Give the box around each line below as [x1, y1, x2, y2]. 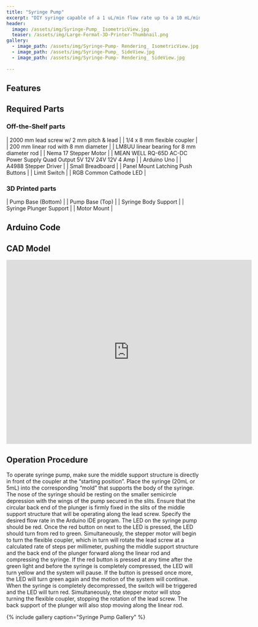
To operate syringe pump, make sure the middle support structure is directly [6, 471, 199, 479]
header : [6, 20, 26, 26]
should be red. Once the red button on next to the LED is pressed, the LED [6, 523, 194, 531]
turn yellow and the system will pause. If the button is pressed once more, [6, 569, 193, 576]
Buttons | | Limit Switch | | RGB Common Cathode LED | [6, 169, 146, 176]
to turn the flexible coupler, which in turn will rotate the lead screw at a [6, 536, 184, 544]
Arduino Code [6, 222, 61, 233]
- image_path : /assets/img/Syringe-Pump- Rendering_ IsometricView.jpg [12, 44, 199, 50]
